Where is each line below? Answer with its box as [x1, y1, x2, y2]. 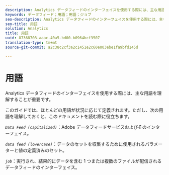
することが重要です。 [9, 96, 54, 102]
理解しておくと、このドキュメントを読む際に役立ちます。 [14, 113, 132, 119]
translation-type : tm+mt [5, 40, 57, 45]
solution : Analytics [5, 26, 49, 31]
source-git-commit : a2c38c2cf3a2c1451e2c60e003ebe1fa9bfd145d [5, 45, 138, 50]
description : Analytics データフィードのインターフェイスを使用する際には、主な [5, 7, 158, 13]
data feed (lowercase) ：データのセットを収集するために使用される [5, 141, 145, 147]
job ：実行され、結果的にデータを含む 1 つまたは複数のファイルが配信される [5, 158, 162, 164]
